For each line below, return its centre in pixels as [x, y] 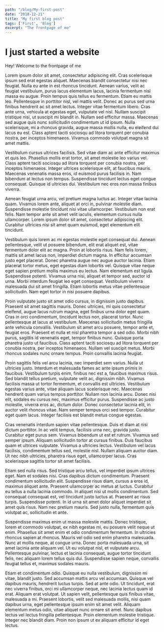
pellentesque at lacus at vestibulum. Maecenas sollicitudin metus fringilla [79, 322]
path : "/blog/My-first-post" [35, 10]
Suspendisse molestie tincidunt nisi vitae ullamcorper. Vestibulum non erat [80, 209]
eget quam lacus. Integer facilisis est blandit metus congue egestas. [74, 415]
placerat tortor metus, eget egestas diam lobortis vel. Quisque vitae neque [80, 266]
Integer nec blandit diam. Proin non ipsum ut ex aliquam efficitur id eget [77, 620]
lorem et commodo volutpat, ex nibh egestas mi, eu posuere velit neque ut [80, 527]
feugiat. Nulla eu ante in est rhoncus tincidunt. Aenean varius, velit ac [75, 86]
